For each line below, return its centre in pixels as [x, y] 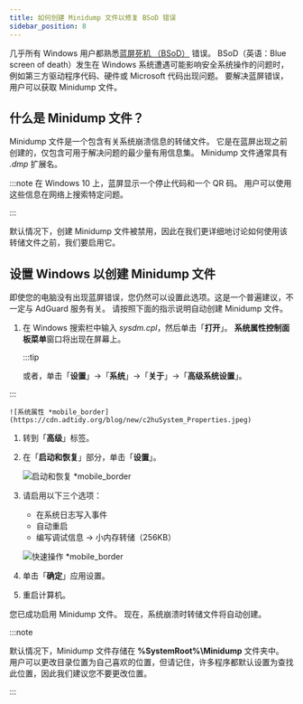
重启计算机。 [46, 595]
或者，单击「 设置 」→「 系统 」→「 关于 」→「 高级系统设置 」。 [134, 376]
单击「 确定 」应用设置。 [66, 576]
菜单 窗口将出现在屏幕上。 [78, 339]
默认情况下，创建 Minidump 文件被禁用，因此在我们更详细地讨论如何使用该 [149, 231]
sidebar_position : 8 [48, 26]
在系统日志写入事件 [72, 515]
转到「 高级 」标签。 [58, 438]
